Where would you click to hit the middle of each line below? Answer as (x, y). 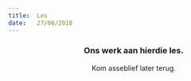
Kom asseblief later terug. (134, 67)
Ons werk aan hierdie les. (134, 51)
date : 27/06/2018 (41, 23)
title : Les (28, 15)
